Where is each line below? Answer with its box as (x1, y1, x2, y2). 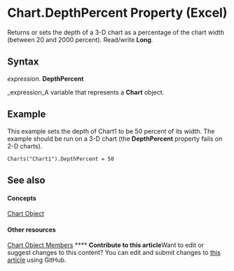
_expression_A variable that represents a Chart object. (7, 88, 165, 96)
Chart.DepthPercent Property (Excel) (7, 5, 228, 21)
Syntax (7, 56, 39, 68)
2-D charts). (7, 141, 43, 150)
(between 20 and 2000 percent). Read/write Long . (7, 35, 153, 43)
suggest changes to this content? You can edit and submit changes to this (7, 249, 221, 257)
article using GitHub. (7, 256, 67, 264)
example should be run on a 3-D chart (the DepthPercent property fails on (7, 134, 223, 143)
